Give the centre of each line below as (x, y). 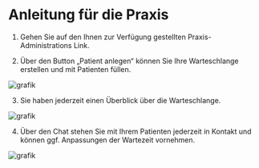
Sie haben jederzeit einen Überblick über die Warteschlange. (120, 100)
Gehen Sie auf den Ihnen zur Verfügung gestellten (103, 37)
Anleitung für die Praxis (89, 15)
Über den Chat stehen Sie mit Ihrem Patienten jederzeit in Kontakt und (136, 131)
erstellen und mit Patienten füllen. (75, 69)
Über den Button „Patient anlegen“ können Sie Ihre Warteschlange (129, 61)
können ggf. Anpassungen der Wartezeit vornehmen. (107, 140)
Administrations (46, 45)
